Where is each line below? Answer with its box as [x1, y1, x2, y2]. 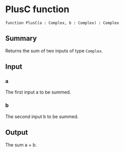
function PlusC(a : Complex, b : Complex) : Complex [5, 20, 119, 25]
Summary [5, 34, 37, 43]
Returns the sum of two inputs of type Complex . [5, 47, 103, 54]
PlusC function [5, 4, 70, 15]
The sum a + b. [5, 141, 37, 148]
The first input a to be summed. [5, 89, 71, 95]
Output [5, 128, 28, 137]
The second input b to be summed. [5, 113, 79, 119]
